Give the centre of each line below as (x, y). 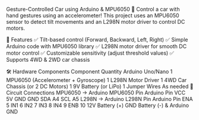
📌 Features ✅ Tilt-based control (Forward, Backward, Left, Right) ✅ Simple (97, 40)
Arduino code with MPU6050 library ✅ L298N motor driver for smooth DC (97, 46)
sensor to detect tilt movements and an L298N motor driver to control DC (96, 22)
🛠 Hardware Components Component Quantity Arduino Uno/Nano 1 (89, 72)
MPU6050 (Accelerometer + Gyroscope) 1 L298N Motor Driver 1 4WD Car (97, 80)
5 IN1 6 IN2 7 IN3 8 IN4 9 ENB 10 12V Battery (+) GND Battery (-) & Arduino (97, 105)
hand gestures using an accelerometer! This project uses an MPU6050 (93, 15)
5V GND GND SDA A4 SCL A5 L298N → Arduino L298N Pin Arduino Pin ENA (99, 99)
